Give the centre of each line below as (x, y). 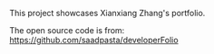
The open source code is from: (67, 30)
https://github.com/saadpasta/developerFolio (94, 40)
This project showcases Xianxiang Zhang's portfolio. (107, 13)
